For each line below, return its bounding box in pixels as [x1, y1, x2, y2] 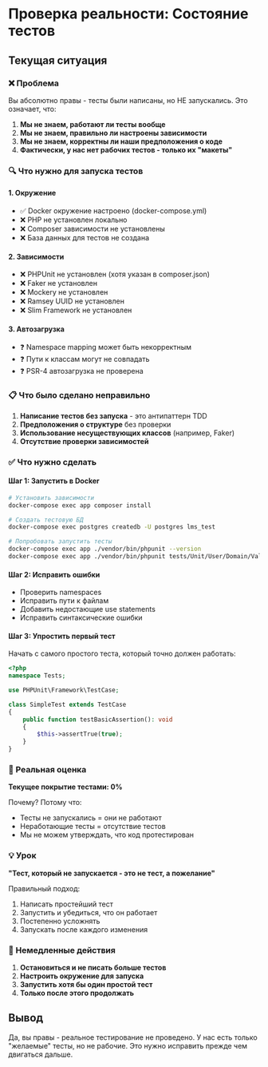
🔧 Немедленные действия [8, 944, 116, 955]
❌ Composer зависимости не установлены [19, 224, 165, 233]
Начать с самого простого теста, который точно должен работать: [8, 649, 237, 659]
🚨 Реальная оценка [8, 764, 87, 775]
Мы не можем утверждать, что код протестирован [19, 830, 194, 839]
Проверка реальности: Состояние [8, 5, 249, 23]
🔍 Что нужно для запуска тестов [8, 165, 144, 177]
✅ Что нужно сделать [8, 456, 97, 467]
